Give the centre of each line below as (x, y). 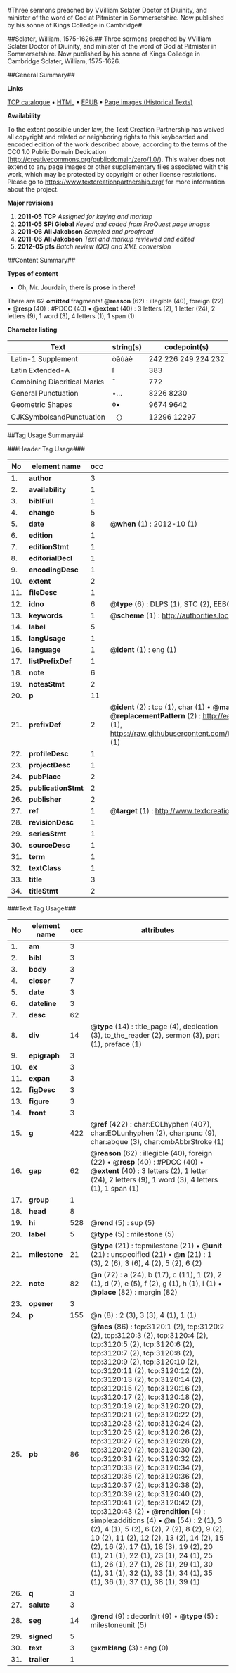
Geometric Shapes (41, 405)
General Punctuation (45, 393)
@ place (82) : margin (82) (134, 1292)
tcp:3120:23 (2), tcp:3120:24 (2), (147, 1423)
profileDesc (49, 754)
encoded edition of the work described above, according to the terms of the (117, 144)
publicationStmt (57, 788)
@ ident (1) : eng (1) (143, 650)
